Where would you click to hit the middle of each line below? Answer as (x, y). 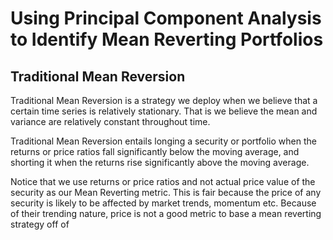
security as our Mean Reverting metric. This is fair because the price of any (166, 192)
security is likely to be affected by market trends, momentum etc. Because (163, 203)
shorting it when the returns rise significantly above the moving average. (160, 162)
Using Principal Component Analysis (166, 18)
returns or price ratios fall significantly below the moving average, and (155, 151)
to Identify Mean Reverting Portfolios (167, 39)
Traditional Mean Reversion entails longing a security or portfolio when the (163, 141)
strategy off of (40, 224)
